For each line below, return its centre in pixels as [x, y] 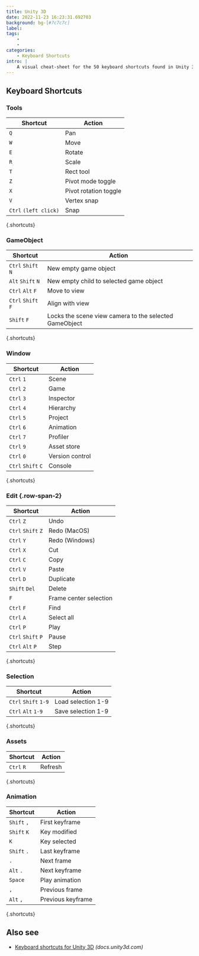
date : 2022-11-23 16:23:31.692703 [49, 17]
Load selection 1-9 [81, 702]
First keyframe [61, 822]
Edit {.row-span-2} [34, 496]
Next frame [56, 860]
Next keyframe [61, 870]
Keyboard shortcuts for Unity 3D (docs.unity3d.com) [79, 947]
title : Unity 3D [26, 12]
